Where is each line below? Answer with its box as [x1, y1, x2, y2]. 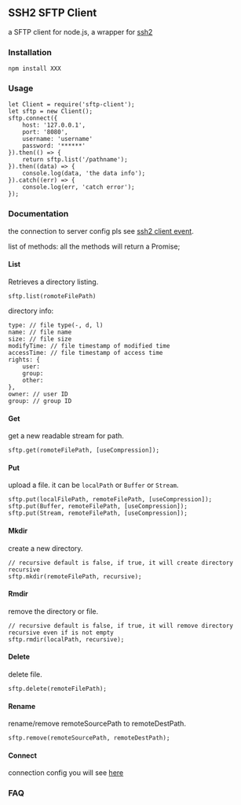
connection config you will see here [8, 768, 124, 777]
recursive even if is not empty [8, 629, 114, 637]
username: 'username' [22, 135, 93, 143]
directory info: [8, 306, 54, 316]
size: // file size [8, 334, 72, 343]
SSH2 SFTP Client [8, 6, 97, 20]
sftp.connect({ [8, 114, 58, 123]
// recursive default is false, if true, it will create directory [8, 559, 234, 567]
